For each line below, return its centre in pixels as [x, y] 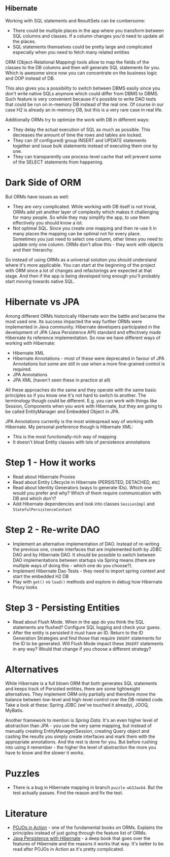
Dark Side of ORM [43, 182]
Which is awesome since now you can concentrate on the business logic [81, 73]
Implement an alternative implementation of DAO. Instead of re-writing [86, 544]
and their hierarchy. [33, 250]
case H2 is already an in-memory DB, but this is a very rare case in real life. [84, 109]
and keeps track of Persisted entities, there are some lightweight [73, 689]
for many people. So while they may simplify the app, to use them [81, 217]
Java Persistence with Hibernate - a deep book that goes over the [81, 838]
